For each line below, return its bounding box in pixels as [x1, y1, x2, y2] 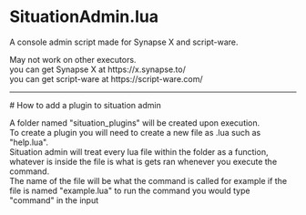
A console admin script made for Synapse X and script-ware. [9, 36, 239, 47]
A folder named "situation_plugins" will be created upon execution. [9, 117, 260, 128]
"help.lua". [9, 137, 48, 148]
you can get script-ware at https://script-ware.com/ [9, 73, 203, 84]
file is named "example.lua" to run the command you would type [9, 185, 250, 196]
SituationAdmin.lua [9, 6, 159, 27]
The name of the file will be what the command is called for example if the [9, 175, 288, 186]
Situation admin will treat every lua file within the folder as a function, [9, 146, 269, 157]
